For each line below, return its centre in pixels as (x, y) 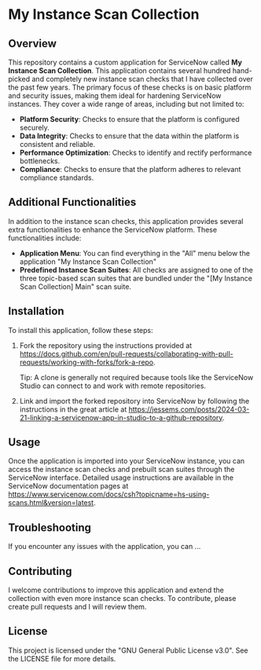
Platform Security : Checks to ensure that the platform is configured (129, 119)
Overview (33, 44)
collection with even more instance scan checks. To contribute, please (122, 599)
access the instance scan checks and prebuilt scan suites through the (121, 470)
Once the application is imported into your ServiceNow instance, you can (127, 461)
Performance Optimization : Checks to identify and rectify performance (136, 152)
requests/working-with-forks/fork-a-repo (86, 362)
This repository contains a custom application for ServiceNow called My (125, 62)
